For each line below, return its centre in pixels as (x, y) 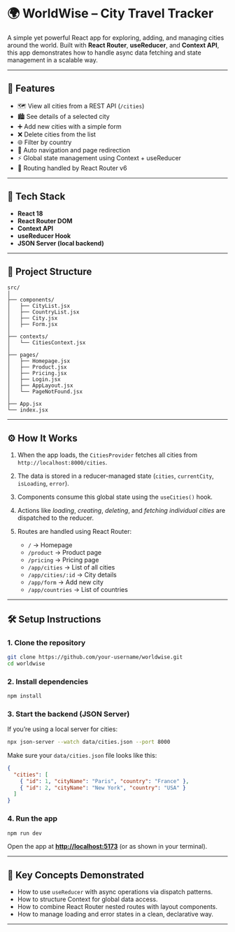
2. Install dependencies (48, 682)
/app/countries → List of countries (78, 590)
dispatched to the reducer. (56, 518)
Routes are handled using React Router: (74, 532)
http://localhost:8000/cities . (62, 463)
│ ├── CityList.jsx (39, 306)
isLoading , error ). (43, 483)
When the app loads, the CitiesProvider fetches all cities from (107, 455)
